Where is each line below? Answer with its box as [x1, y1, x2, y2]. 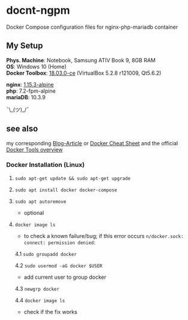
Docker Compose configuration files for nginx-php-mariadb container [6, 23, 178, 31]
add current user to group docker [23, 273, 107, 281]
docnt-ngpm [6, 4, 70, 17]
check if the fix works [23, 308, 78, 315]
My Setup [6, 41, 43, 51]
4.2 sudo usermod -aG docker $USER [14, 261, 103, 269]
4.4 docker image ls [14, 297, 65, 304]
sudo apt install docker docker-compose [14, 187, 117, 193]
